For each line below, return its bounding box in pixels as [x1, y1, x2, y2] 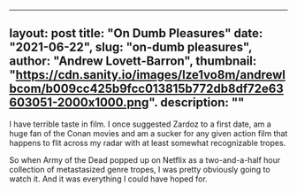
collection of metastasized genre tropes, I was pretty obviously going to [9, 164, 271, 174]
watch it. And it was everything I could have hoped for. [9, 174, 208, 184]
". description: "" [148, 95, 245, 111]
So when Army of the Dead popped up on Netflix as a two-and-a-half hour [9, 154, 281, 165]
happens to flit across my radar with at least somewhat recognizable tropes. [9, 137, 286, 148]
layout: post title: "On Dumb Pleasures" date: [9, 26, 263, 41]
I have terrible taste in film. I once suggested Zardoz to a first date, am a [9, 119, 271, 129]
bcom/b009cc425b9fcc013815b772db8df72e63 [9, 81, 285, 96]
